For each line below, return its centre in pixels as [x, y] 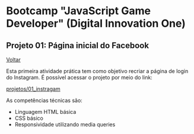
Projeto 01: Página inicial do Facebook [78, 45]
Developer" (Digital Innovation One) [96, 23]
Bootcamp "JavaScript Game [79, 11]
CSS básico [29, 118]
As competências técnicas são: [44, 100]
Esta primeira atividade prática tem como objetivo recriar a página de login [97, 71]
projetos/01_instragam [33, 89]
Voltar [13, 60]
